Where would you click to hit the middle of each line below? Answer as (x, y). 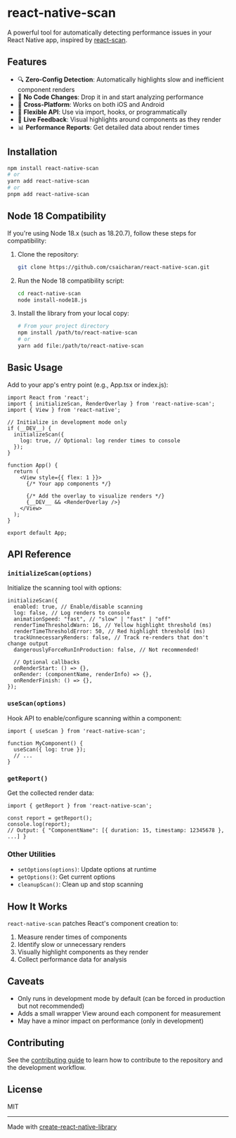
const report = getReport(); (50, 818)
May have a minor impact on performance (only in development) (111, 1021)
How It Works (38, 906)
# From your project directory (63, 326)
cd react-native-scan (49, 293)
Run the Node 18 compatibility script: (71, 280)
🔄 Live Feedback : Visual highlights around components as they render (119, 119)
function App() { (33, 465)
